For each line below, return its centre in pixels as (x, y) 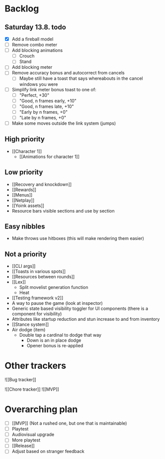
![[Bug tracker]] (20, 380)
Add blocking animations (37, 50)
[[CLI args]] (24, 266)
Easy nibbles (25, 226)
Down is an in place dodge (54, 340)
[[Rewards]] (24, 190)
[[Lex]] (19, 282)
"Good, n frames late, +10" (46, 106)
